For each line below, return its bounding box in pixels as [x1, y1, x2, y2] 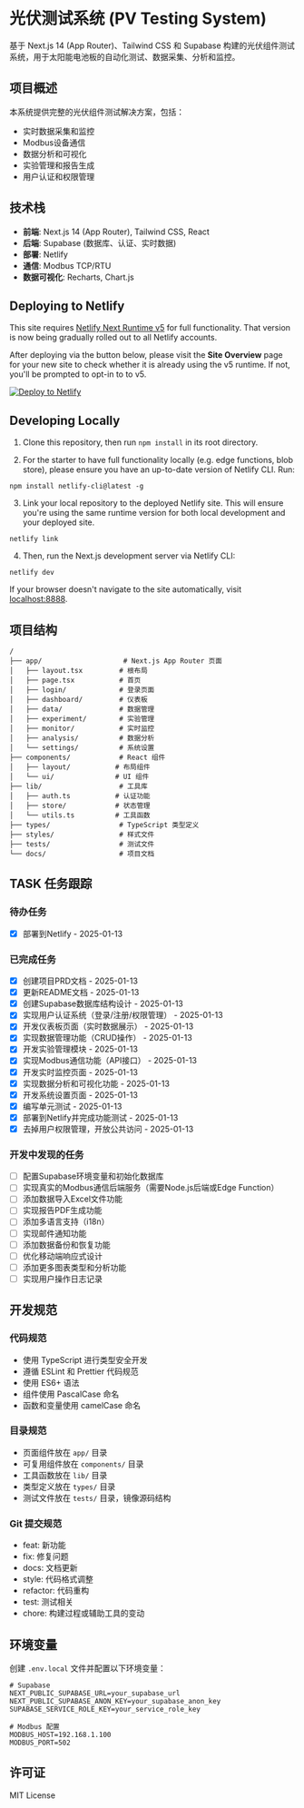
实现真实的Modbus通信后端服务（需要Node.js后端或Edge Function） [22, 1182, 279, 1193]
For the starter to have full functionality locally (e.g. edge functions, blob [22, 455, 293, 466]
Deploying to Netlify [9, 298, 125, 313]
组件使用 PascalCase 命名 [22, 1388, 120, 1399]
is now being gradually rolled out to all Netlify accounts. [9, 332, 218, 343]
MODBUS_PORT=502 [9, 1738, 71, 1747]
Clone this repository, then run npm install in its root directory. [22, 437, 259, 448]
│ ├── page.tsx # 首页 [9, 676, 142, 685]
